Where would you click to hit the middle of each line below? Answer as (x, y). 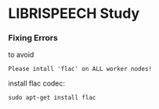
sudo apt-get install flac (52, 98)
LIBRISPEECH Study (74, 14)
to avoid (21, 54)
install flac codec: (36, 83)
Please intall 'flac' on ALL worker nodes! (80, 69)
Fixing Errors (33, 38)
